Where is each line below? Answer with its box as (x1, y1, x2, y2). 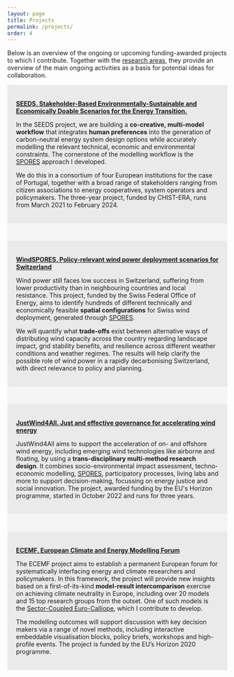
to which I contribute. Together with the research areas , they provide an (7, 57, 214, 65)
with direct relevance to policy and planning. (16, 364, 144, 372)
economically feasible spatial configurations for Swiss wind (16, 306, 190, 314)
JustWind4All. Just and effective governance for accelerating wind (16, 418, 216, 427)
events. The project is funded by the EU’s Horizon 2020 (36, 640, 196, 648)
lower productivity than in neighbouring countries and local (16, 284, 187, 292)
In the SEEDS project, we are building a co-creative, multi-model (16, 120, 205, 129)
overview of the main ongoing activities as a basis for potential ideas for (7, 64, 214, 72)
